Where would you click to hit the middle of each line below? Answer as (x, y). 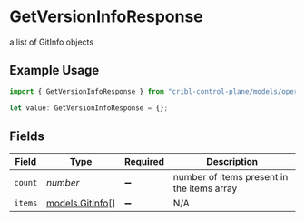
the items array (205, 188)
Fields (27, 136)
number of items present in (231, 177)
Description (232, 162)
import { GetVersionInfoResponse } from (87, 91)
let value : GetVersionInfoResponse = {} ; (89, 108)
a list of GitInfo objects (51, 42)
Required (144, 162)
